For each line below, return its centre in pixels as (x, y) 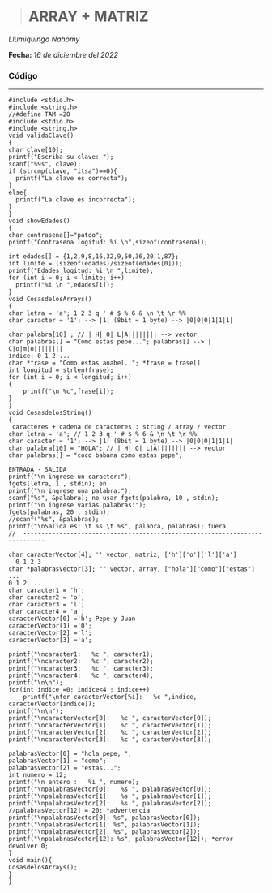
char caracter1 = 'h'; (47, 591)
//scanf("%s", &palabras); (54, 520)
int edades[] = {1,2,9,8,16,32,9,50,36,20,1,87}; (94, 257)
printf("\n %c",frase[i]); (68, 392)
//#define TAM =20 (39, 114)
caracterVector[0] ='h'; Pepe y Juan (72, 619)
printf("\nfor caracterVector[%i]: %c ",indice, (110, 697)
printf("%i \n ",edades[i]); (65, 285)
